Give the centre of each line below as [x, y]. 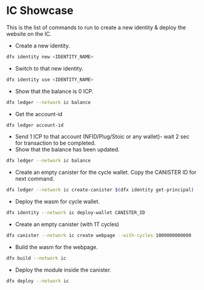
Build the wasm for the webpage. [56, 247]
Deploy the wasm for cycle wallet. [57, 202]
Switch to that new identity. [49, 68]
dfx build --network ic [36, 258]
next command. [35, 179]
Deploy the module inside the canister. [63, 270]
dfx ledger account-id [35, 125]
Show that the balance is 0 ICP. [54, 91]
